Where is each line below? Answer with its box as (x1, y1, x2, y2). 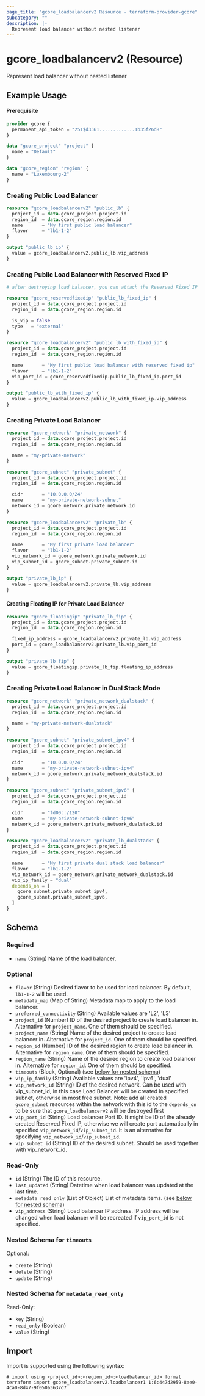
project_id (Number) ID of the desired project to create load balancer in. (15, 1016, 198, 1023)
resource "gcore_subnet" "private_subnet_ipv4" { (6, 737, 135, 743)
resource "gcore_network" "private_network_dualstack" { (6, 698, 154, 704)
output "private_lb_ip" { (6, 575, 72, 582)
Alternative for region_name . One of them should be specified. (15, 1048, 170, 1056)
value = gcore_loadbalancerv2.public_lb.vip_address (12, 250, 149, 256)
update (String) (15, 1274, 53, 1282)
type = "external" (12, 323, 64, 330)
